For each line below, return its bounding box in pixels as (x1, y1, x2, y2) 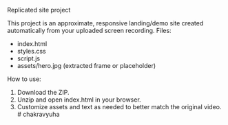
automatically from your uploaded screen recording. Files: (7, 27, 172, 34)
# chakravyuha (17, 110, 60, 118)
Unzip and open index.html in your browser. (17, 95, 141, 104)
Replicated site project (7, 6, 71, 14)
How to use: (7, 75, 41, 83)
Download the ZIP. (17, 89, 70, 96)
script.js (17, 54, 40, 62)
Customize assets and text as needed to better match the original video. (17, 103, 222, 111)
